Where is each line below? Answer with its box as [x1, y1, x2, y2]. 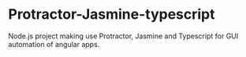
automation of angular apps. [8, 39, 100, 48]
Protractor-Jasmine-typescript [8, 5, 215, 23]
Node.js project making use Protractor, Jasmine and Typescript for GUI [8, 31, 239, 41]
